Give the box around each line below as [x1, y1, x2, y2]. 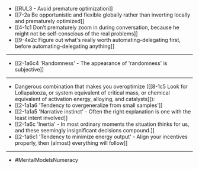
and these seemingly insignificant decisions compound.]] [14, 127, 155, 134]
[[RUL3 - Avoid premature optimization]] [14, 5, 113, 12]
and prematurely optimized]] [14, 18, 85, 24]
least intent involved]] [14, 115, 68, 121]
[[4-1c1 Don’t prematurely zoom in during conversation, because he [14, 24, 179, 31]
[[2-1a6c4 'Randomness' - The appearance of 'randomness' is [14, 60, 168, 67]
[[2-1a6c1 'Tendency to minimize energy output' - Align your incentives [14, 133, 188, 140]
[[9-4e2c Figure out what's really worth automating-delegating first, [14, 37, 181, 43]
